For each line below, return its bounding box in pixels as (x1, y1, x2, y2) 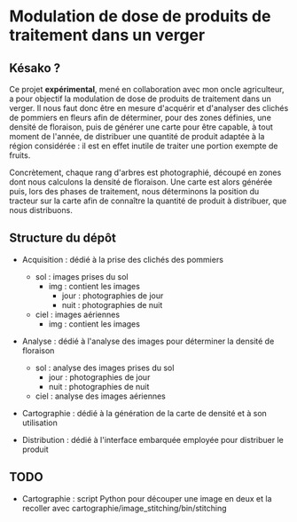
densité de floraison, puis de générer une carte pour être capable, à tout (9, 122, 273, 132)
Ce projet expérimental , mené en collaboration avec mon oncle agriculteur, (9, 84, 285, 94)
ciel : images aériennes (35, 309, 121, 320)
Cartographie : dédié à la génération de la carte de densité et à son (21, 407, 268, 418)
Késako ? (9, 60, 61, 75)
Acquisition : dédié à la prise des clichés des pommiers (21, 254, 224, 265)
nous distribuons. (9, 205, 73, 215)
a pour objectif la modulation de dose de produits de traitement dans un (9, 93, 272, 104)
